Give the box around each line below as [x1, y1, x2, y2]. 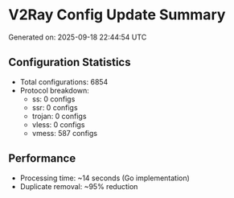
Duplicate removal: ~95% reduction [19, 181, 138, 191]
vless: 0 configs [31, 119, 85, 130]
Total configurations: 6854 [19, 76, 109, 86]
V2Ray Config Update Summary [8, 6, 226, 24]
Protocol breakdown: [19, 85, 90, 95]
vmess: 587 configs [31, 128, 98, 138]
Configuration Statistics [8, 56, 131, 69]
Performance [8, 151, 76, 166]
